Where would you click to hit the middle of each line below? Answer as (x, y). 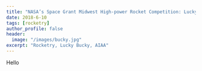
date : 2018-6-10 (26, 17)
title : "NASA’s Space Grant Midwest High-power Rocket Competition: (94, 12)
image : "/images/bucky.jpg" (47, 40)
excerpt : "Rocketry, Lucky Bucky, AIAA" (58, 46)
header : (16, 34)
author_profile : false (35, 29)
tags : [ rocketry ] (28, 23)
